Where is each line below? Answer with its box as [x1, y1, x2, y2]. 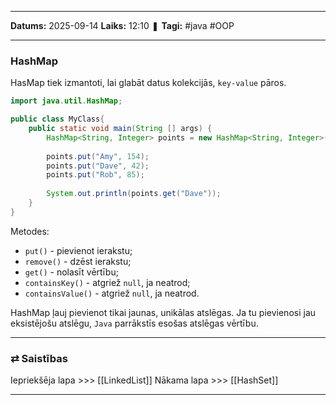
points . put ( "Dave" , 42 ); [46, 161, 150, 171]
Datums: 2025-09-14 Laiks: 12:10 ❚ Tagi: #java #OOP [10, 20, 235, 31]
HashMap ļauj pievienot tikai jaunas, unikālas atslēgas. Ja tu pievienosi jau [10, 306, 317, 318]
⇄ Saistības [10, 351, 68, 365]
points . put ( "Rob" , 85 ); [46, 170, 145, 180]
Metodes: [10, 225, 50, 237]
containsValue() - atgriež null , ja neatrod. [24, 287, 200, 299]
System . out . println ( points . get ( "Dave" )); [46, 189, 222, 199]
